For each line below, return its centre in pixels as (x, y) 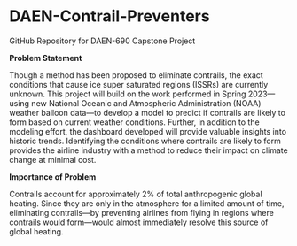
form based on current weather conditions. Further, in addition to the (134, 122)
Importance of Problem (53, 177)
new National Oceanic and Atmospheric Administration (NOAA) (146, 103)
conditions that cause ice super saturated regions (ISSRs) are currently (139, 84)
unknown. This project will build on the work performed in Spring (128, 94)
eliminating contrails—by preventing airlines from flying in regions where (142, 212)
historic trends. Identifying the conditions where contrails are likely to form (145, 141)
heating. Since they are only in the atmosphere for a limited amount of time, (147, 203)
